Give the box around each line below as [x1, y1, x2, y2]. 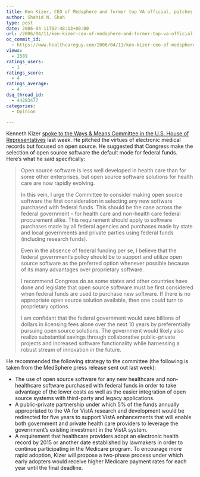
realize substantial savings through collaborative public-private [20, 333, 176, 340]
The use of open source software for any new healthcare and [14, 376, 165, 383]
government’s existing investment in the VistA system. [14, 426, 148, 433]
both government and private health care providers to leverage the [14, 420, 179, 427]
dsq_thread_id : [6, 92, 44, 98]
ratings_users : [6, 58, 44, 64]
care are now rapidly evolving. [20, 179, 95, 187]
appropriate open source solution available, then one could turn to [20, 296, 183, 304]
